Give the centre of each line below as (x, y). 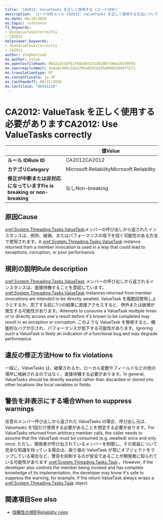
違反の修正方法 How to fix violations (59, 355)
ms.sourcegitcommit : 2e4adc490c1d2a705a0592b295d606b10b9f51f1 (70, 69)
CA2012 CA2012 (85, 160)
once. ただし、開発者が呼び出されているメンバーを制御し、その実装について (81, 444)
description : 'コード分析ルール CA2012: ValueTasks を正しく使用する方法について (82, 14)
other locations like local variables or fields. (49, 384)
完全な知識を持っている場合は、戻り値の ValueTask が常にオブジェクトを (78, 450)
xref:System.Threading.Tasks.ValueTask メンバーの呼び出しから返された (77, 229)
